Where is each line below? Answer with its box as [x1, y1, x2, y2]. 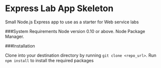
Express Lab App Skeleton [5, 3, 114, 14]
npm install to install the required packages [5, 57, 94, 63]
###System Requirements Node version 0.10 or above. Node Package [5, 28, 145, 34]
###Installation [5, 43, 35, 49]
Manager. [5, 34, 24, 39]
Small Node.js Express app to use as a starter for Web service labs [5, 19, 139, 25]
